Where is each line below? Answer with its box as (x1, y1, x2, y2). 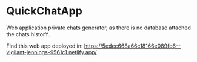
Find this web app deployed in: (6, 42, 83, 49)
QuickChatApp (6, 4, 83, 18)
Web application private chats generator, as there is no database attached (6, 24, 191, 31)
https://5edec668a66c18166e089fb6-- (84, 42, 181, 49)
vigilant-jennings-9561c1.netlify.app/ (6, 48, 97, 55)
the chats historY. (6, 30, 50, 37)
